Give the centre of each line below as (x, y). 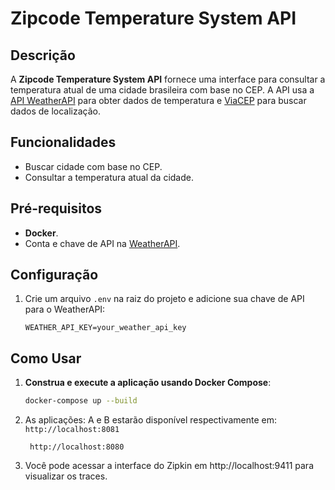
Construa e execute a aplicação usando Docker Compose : (148, 383)
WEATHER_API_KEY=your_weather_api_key (105, 328)
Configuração (54, 275)
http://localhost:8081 (72, 430)
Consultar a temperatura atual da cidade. (109, 177)
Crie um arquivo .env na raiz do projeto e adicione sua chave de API (164, 299)
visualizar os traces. (66, 476)
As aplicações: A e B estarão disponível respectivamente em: (150, 420)
